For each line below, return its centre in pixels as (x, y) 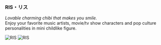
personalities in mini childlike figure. (41, 28)
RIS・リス (16, 7)
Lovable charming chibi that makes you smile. (51, 18)
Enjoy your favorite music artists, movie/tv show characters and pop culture (81, 23)
